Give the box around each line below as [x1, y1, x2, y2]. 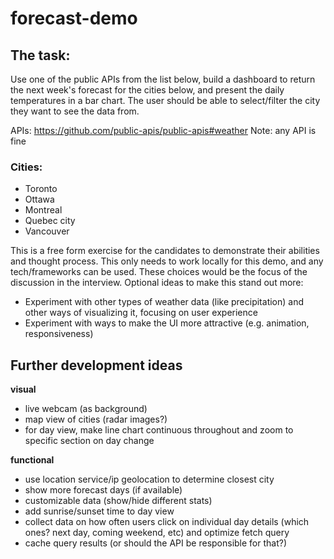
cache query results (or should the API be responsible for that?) [24, 537, 288, 549]
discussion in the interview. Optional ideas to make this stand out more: [10, 277, 304, 289]
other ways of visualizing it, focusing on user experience [24, 307, 258, 319]
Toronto [24, 183, 58, 195]
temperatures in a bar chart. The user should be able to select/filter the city [10, 95, 321, 106]
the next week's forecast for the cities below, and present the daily [10, 84, 285, 96]
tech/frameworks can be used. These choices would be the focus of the [10, 266, 308, 278]
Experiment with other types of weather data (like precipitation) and [24, 296, 305, 308]
